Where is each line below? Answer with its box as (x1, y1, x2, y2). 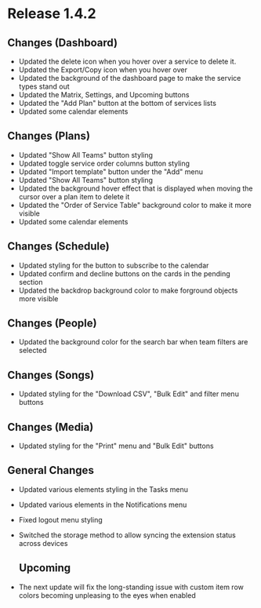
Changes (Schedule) (7, 240, 111, 253)
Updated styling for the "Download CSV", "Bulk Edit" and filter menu (18, 389, 240, 399)
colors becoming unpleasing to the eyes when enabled (18, 590, 197, 600)
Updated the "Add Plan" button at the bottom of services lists (18, 99, 217, 107)
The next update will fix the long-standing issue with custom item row (18, 582, 245, 592)
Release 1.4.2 (7, 5, 96, 23)
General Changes (7, 464, 95, 477)
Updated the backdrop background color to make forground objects (18, 286, 238, 295)
